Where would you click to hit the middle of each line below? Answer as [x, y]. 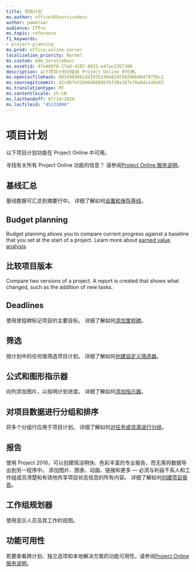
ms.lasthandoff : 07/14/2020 [40, 99]
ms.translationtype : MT [35, 88]
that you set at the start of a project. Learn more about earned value [88, 240]
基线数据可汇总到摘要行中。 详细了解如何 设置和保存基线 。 [76, 201]
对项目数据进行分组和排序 [52, 412]
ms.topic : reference [31, 34]
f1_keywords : [22, 39]
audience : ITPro [26, 28]
